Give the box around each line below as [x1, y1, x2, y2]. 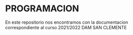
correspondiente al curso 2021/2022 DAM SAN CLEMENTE [5, 24, 127, 30]
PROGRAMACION [5, 3, 79, 14]
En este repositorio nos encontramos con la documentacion [5, 19, 128, 25]
